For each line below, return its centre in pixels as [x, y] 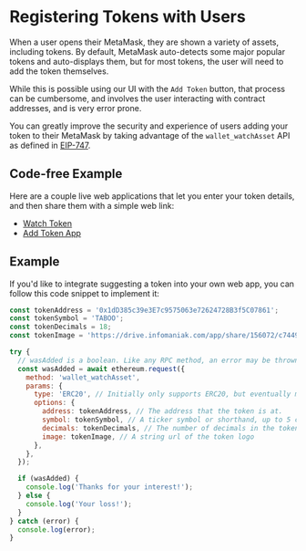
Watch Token [47, 223]
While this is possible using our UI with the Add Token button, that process [147, 88]
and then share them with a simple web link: [92, 205]
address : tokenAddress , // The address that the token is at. [163, 411]
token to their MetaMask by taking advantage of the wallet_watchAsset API [150, 135]
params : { [45, 386]
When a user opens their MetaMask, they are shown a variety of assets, [144, 42]
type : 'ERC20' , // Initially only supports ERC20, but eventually [162, 394]
